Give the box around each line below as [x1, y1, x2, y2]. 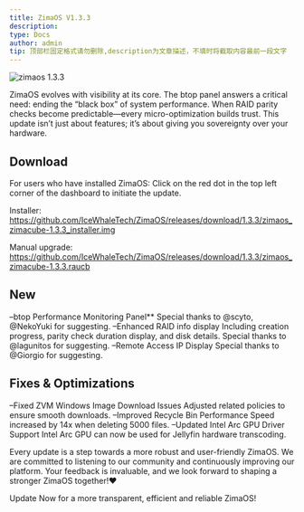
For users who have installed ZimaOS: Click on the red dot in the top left [9, 177, 278, 188]
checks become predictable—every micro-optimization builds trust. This [9, 109, 280, 119]
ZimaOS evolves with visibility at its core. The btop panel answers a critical [9, 90, 288, 100]
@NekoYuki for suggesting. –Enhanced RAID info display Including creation [9, 320, 290, 331]
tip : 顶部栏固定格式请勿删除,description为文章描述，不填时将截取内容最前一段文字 [9, 47, 288, 56]
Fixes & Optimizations [9, 376, 136, 392]
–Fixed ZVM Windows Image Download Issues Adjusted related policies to [9, 400, 286, 411]
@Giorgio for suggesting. [9, 349, 103, 360]
